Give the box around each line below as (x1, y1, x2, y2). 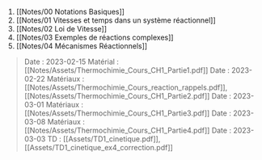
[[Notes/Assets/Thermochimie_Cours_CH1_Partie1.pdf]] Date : (23, 65, 230, 75)
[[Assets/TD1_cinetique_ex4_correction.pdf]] (23, 143, 174, 152)
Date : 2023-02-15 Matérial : (23, 57, 120, 66)
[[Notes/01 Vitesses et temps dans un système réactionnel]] (15, 15, 216, 25)
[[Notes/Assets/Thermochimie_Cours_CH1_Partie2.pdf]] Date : (23, 91, 232, 100)
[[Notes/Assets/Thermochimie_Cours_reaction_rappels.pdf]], (23, 82, 228, 92)
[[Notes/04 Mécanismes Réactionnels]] (15, 41, 148, 51)
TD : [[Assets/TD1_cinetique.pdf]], (47, 134, 161, 144)
